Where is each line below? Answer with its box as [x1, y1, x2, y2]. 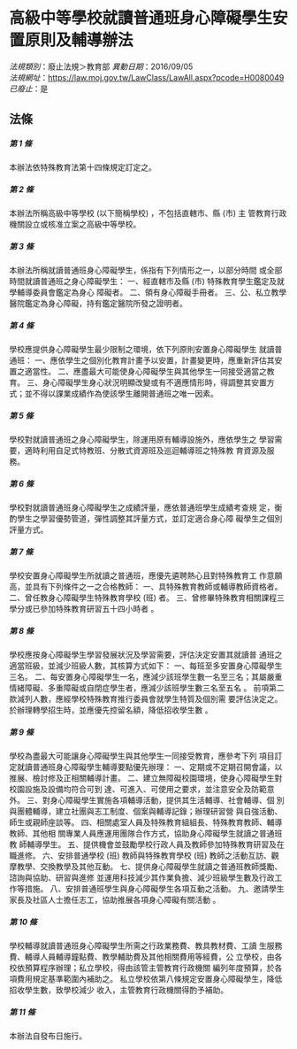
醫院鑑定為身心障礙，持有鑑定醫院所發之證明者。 [9, 298, 187, 309]
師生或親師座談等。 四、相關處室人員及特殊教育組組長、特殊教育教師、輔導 [9, 817, 283, 828]
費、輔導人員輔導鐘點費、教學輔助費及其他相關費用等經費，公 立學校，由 [9, 952, 275, 962]
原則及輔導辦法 [25, 30, 134, 50]
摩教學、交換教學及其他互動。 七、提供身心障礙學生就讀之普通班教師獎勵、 [9, 861, 283, 872]
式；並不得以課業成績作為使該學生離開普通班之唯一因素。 [9, 389, 218, 399]
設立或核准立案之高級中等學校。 [24, 219, 141, 230]
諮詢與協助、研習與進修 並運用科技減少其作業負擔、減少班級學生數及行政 [9, 873, 275, 883]
